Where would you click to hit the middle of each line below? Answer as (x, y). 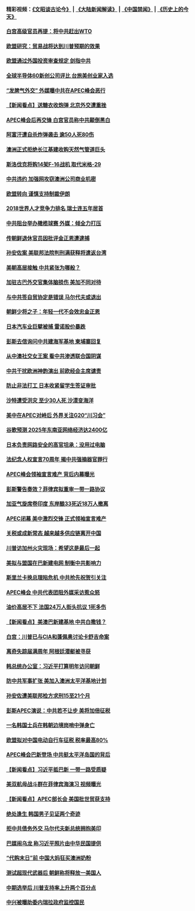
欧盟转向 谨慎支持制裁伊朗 (38, 193)
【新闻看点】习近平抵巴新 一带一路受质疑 (56, 769)
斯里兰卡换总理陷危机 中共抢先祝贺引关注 (56, 578)
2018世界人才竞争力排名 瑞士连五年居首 (55, 208)
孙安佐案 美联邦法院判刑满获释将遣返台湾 (56, 253)
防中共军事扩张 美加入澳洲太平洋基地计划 (56, 681)
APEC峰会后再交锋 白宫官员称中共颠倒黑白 (58, 120)
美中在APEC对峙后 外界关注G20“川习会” (56, 415)
